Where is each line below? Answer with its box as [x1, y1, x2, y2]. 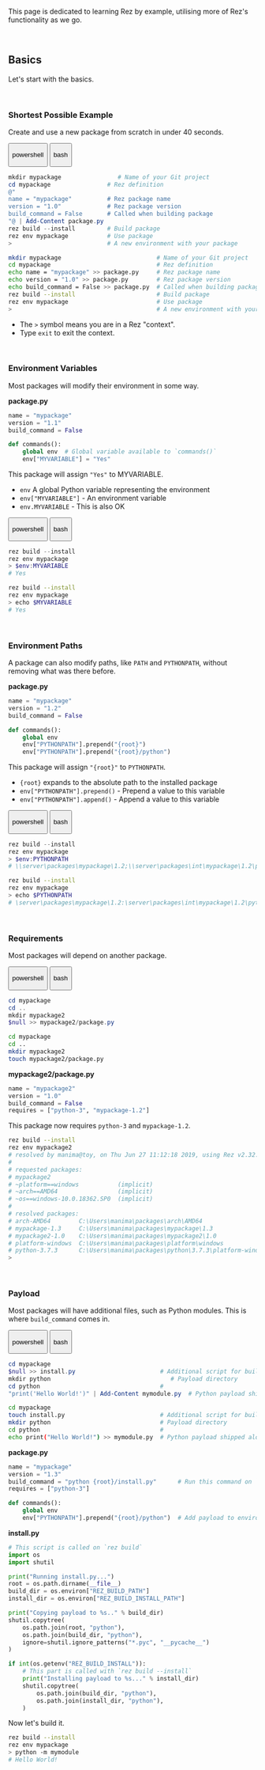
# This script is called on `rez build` [8, 1543, 144, 1552]
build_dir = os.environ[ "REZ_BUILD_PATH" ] [8, 1587, 150, 1595]
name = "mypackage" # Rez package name [8, 195, 171, 203]
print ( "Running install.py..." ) [8, 1572, 114, 1581]
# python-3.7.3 [8, 1246, 58, 1255]
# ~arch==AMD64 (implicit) [8, 1188, 154, 1196]
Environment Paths [8, 640, 83, 651]
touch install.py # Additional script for [8, 1412, 242, 1419]
